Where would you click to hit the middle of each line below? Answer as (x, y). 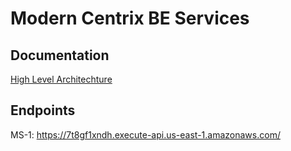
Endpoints (43, 110)
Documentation (60, 55)
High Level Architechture (61, 79)
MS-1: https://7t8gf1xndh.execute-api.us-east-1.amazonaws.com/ (145, 134)
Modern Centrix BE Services (130, 18)
